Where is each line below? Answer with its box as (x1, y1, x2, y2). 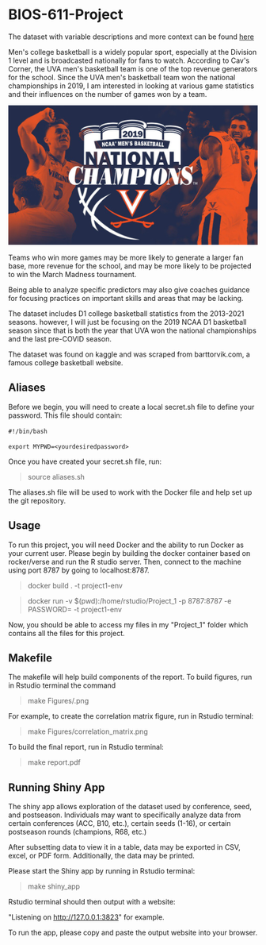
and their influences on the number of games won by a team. (8, 89, 207, 98)
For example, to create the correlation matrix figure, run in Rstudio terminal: (8, 712, 254, 721)
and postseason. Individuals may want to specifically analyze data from (8, 810, 241, 820)
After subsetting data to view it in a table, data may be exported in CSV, (8, 843, 241, 852)
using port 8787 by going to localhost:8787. (8, 565, 150, 575)
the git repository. (8, 496, 66, 505)
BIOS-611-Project (8, 6, 123, 24)
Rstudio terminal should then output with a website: (8, 897, 176, 907)
